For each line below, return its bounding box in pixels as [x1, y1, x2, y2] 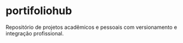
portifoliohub [5, 4, 72, 18]
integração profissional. [5, 29, 64, 37]
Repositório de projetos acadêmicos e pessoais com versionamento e [5, 24, 178, 31]
